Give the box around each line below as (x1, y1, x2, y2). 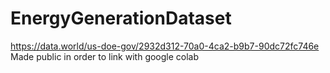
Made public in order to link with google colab (10, 50, 200, 62)
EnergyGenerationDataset (10, 7, 232, 30)
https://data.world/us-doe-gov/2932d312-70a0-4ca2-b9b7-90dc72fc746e (10, 40, 320, 52)
